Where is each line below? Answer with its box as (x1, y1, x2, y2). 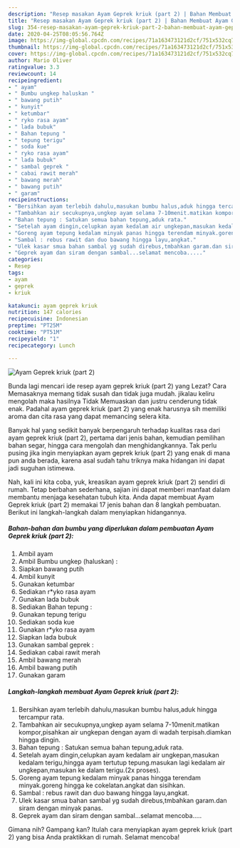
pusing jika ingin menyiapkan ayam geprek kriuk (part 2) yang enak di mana (8, 448, 231, 457)
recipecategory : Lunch (8, 342, 75, 349)
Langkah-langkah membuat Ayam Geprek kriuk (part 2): (8, 687, 179, 696)
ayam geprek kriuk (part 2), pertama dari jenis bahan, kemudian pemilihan (8, 433, 225, 442)
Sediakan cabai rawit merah (18, 648, 100, 657)
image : (8, 37, 28, 44)
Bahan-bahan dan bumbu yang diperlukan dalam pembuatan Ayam (8, 524, 214, 532)
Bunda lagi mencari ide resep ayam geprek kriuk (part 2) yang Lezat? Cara (8, 381, 227, 390)
